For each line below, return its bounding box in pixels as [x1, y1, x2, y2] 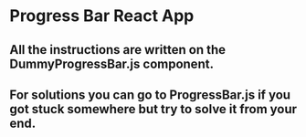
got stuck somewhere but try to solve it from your [9, 101, 298, 117]
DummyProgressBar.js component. [9, 56, 215, 71]
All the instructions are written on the [9, 42, 227, 58]
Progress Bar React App [9, 5, 195, 26]
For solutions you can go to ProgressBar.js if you [9, 87, 290, 102]
